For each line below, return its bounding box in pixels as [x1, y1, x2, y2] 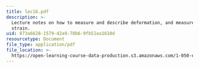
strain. [11, 25, 31, 31]
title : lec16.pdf [6, 8, 49, 15]
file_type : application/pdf [6, 42, 76, 48]
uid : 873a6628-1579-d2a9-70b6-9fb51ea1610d [6, 31, 115, 37]
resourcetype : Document [6, 36, 65, 42]
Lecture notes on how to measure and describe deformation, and [11, 20, 174, 25]
